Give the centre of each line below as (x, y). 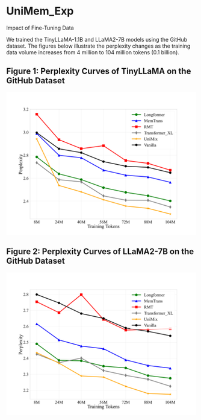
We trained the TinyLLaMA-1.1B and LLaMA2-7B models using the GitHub (97, 39)
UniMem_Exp (40, 11)
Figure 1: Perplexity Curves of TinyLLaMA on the (99, 72)
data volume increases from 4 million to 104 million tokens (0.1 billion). (93, 52)
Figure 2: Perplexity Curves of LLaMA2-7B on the (100, 252)
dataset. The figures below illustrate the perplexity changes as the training (98, 46)
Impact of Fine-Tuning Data (40, 28)
